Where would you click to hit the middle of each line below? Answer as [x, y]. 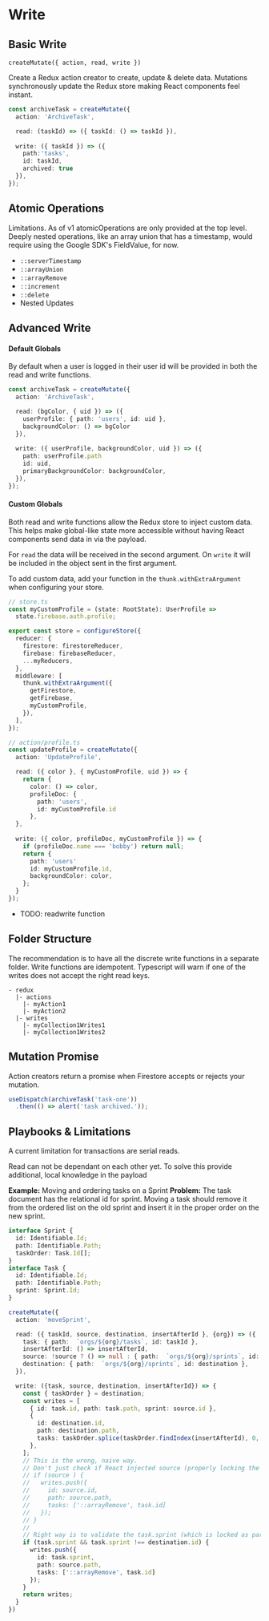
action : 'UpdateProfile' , [59, 758]
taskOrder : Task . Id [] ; [53, 1253]
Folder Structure [50, 939]
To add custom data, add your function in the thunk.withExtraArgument [125, 578]
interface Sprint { [41, 1231]
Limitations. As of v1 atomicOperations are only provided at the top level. [128, 228]
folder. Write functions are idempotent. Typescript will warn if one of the [127, 967]
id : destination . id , [71, 1423]
